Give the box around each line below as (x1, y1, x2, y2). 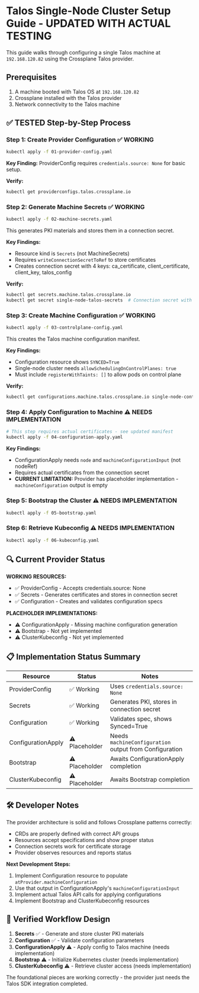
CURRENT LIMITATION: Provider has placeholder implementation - (14, 475, 179, 483)
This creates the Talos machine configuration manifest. (6, 336, 140, 343)
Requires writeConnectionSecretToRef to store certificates (14, 256, 156, 263)
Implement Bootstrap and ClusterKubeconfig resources (14, 897, 150, 904)
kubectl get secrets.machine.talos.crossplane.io (6, 292, 131, 298)
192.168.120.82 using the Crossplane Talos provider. (6, 55, 134, 62)
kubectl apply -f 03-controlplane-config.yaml (6, 324, 123, 331)
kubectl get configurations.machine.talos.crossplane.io (6, 394, 150, 400)
